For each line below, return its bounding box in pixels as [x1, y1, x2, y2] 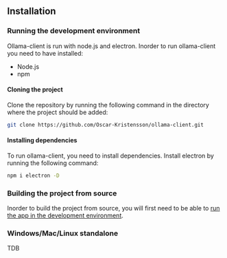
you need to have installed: [7, 49, 84, 57]
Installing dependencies [7, 136, 77, 144]
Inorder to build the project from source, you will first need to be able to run [7, 204, 221, 213]
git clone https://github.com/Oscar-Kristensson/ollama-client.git [7, 121, 204, 128]
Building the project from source [7, 189, 117, 198]
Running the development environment [7, 26, 141, 36]
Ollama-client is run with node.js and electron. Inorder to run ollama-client [7, 41, 216, 50]
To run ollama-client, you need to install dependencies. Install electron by [7, 151, 215, 160]
